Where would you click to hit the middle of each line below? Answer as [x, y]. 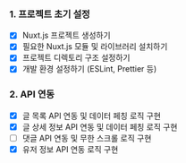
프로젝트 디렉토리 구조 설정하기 [76, 58]
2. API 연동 [32, 94]
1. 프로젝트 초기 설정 [50, 13]
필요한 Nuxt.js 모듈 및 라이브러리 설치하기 [95, 47]
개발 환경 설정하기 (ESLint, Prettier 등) [89, 69]
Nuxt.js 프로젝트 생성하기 [66, 35]
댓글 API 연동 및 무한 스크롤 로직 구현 [87, 138]
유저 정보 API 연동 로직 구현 [70, 150]
